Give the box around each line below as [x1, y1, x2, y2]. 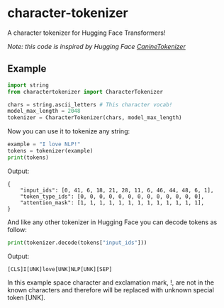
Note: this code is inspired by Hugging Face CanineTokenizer [7, 42, 186, 50]
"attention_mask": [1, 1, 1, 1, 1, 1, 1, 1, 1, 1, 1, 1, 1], [20, 199, 204, 207]
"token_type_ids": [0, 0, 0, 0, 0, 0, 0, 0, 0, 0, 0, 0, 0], [20, 193, 204, 200]
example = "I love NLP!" [7, 141, 81, 148]
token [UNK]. [7, 293, 46, 302]
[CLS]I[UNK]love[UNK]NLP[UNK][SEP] [7, 265, 113, 273]
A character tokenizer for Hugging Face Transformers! [7, 28, 166, 37]
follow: [7, 225, 27, 233]
